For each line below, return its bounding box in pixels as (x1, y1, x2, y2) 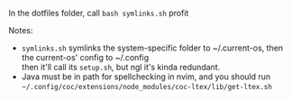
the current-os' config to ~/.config (21, 52, 150, 62)
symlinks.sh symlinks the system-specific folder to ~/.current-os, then (21, 42, 284, 53)
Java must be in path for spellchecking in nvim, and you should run (21, 71, 271, 82)
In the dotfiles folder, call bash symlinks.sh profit (8, 8, 189, 18)
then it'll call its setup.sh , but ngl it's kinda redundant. (21, 62, 221, 72)
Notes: (8, 25, 33, 35)
